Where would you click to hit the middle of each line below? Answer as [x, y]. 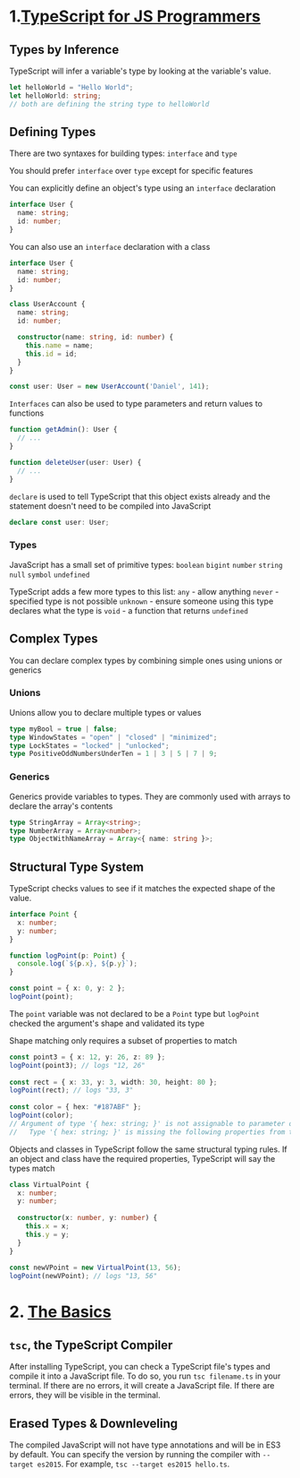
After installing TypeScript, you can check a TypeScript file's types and [140, 1367]
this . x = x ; [47, 1226]
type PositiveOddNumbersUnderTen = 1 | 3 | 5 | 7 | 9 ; [113, 754]
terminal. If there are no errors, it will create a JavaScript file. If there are [142, 1386]
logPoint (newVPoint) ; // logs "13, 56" [83, 1276]
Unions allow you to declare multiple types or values [105, 712]
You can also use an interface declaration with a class [110, 246]
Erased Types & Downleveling [94, 1423]
